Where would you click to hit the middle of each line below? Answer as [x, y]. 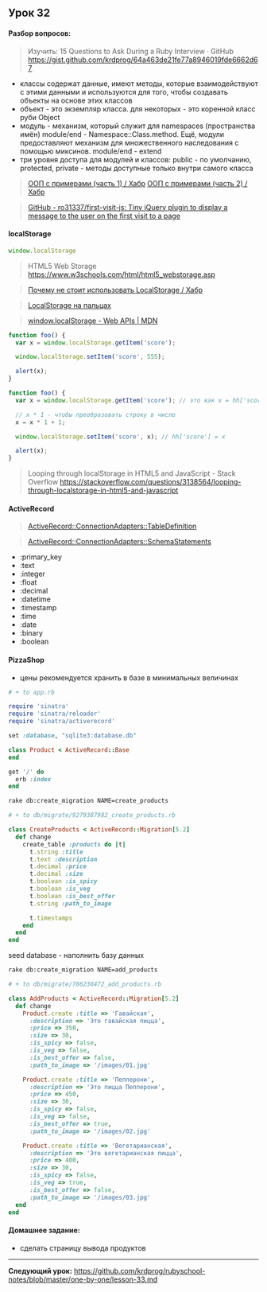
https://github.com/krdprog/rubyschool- [140, 1271]
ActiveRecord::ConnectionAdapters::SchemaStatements [120, 542]
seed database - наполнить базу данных [76, 955]
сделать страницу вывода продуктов [83, 1247]
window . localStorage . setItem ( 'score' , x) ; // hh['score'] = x [120, 437]
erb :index [33, 779]
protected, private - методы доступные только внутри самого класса [136, 168]
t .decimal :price [58, 866]
